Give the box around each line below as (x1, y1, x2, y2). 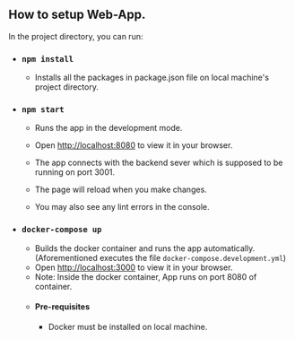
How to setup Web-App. (8, 7, 146, 22)
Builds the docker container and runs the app (34, 242, 203, 254)
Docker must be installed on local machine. (48, 321, 208, 332)
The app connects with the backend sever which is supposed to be (34, 157, 283, 169)
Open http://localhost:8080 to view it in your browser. (34, 140, 233, 151)
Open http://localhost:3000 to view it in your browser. (34, 262, 233, 273)
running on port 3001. (34, 167, 116, 178)
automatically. (204, 242, 256, 254)
